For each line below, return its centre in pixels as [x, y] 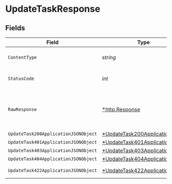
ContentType [23, 57]
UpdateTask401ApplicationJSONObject [52, 142]
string [109, 57]
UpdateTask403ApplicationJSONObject [52, 150]
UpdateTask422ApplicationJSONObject [52, 170]
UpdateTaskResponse [53, 9]
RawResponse [23, 109]
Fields [15, 28]
